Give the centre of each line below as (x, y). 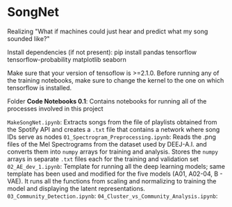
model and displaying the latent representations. (76, 188)
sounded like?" (28, 38)
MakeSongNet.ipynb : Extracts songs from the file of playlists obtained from (112, 122)
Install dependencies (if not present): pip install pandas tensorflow (102, 52)
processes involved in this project (55, 108)
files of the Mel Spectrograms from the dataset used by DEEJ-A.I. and (107, 144)
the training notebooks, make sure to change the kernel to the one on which (116, 80)
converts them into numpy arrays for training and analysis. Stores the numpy (113, 151)
